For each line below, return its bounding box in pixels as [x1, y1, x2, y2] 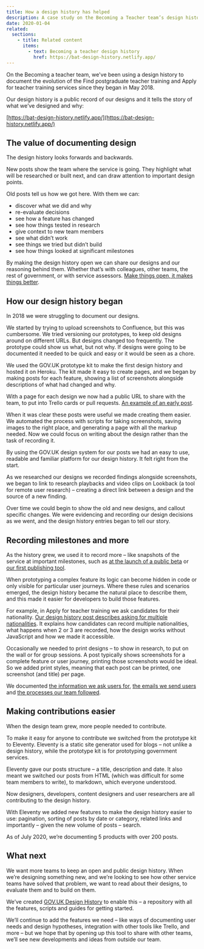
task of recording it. [6, 437, 56, 444]
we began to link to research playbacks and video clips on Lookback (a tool [6, 480, 195, 487]
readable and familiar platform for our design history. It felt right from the [6, 455, 188, 463]
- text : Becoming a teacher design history [28, 49, 140, 55]
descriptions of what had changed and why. [6, 381, 117, 388]
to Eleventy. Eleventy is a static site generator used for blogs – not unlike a [6, 740, 192, 748]
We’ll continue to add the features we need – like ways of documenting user [6, 916, 196, 923]
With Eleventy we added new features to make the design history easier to [6, 808, 192, 815]
